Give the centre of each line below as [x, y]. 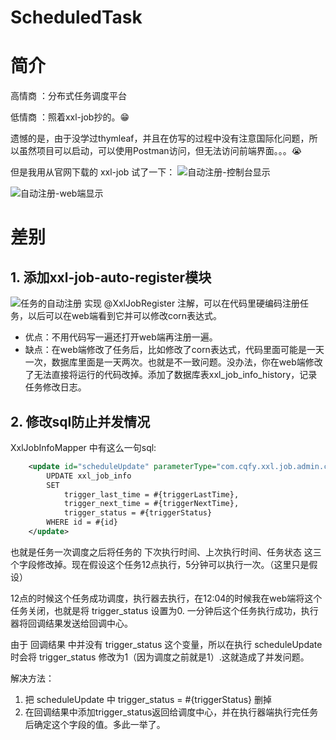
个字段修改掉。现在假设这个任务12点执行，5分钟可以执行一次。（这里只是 [160, 564]
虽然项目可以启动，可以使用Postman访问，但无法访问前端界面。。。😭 [160, 151]
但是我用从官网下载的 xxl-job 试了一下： [93, 172]
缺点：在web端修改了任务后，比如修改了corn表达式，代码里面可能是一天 [174, 350]
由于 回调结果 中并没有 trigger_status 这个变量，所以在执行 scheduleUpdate [166, 644]
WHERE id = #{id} [82, 522]
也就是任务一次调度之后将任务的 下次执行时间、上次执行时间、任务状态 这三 [166, 552]
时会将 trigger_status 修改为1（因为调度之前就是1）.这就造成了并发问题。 [160, 657]
